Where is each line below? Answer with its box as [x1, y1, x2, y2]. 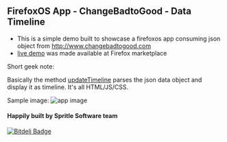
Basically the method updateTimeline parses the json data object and [7, 75, 202, 84]
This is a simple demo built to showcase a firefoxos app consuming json [16, 34, 221, 43]
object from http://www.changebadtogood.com [16, 41, 152, 50]
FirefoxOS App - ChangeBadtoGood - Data [7, 5, 192, 17]
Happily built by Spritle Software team [7, 112, 118, 120]
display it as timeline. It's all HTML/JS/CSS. [7, 82, 129, 91]
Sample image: [7, 96, 49, 104]
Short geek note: [7, 62, 55, 71]
